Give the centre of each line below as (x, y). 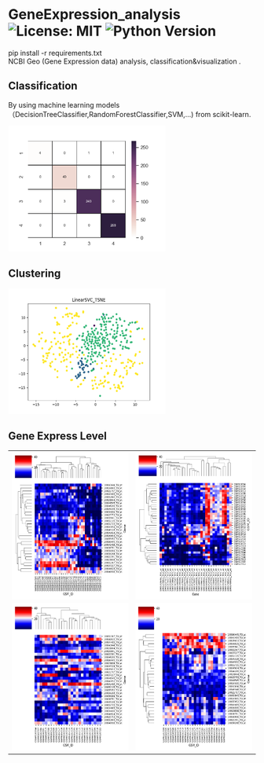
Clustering (35, 274)
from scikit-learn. (223, 114)
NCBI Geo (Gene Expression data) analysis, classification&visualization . (125, 61)
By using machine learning (51, 105)
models (108, 105)
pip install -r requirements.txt (55, 53)
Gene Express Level (58, 436)
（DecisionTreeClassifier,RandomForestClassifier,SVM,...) (101, 114)
